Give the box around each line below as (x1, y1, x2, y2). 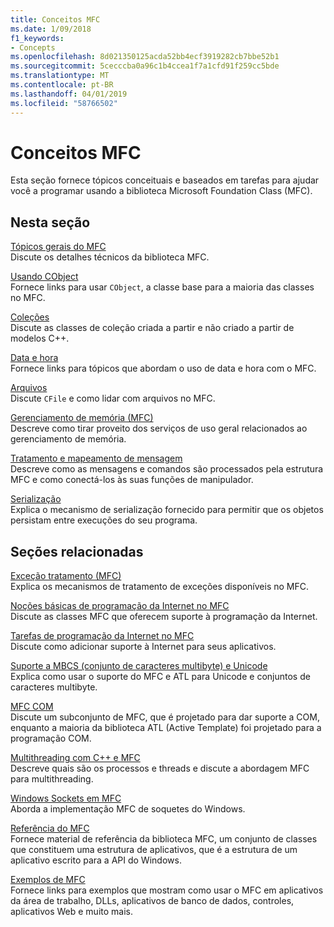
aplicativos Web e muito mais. (10, 906, 133, 918)
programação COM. (10, 732, 92, 745)
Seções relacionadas (10, 543, 144, 560)
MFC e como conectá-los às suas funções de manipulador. (10, 474, 254, 486)
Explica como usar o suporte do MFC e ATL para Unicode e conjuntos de (10, 671, 311, 683)
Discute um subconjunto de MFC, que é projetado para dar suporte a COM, (10, 711, 320, 723)
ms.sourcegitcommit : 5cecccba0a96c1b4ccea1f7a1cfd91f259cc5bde (10, 61, 280, 71)
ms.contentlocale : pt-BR (10, 80, 114, 90)
